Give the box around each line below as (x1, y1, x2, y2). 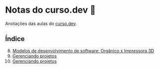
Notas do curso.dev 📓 (5, 4, 96, 16)
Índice (5, 35, 25, 43)
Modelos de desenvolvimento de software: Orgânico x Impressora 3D (12, 47, 155, 53)
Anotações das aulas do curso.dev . (5, 21, 77, 26)
